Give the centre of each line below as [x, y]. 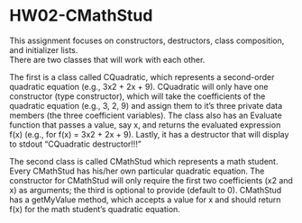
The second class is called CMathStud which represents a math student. [144, 161]
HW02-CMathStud [81, 16]
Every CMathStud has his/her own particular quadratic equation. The [137, 171]
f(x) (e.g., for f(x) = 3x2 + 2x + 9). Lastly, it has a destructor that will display [149, 134]
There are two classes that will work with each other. [107, 59]
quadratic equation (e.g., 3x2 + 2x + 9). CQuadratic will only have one [139, 86]
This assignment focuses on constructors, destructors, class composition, [147, 40]
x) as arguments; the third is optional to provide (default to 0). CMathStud [146, 190]
